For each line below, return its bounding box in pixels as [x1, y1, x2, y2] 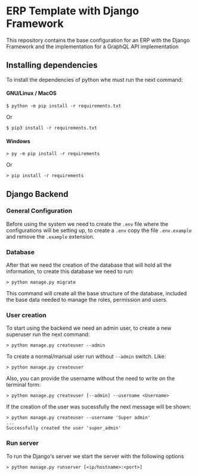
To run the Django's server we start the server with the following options [6, 452, 184, 460]
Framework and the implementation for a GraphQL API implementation [6, 43, 179, 50]
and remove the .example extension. [6, 233, 95, 240]
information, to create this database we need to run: [6, 268, 134, 275]
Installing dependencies [6, 60, 98, 70]
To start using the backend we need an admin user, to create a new [6, 324, 172, 332]
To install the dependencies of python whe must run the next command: [6, 76, 183, 83]
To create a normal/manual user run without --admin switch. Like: [6, 353, 166, 360]
